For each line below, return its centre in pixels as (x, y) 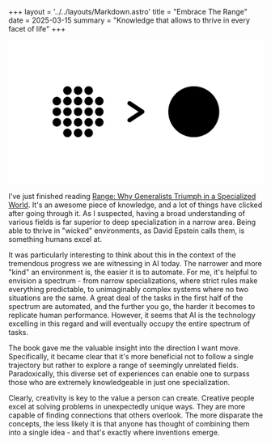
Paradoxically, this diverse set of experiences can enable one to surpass (129, 374)
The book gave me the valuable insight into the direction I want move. (124, 348)
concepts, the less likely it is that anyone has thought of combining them (129, 424)
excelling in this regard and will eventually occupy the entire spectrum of (129, 324)
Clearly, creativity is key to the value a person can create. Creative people (131, 398)
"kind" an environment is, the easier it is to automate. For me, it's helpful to (133, 272)
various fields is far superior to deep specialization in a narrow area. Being (132, 222)
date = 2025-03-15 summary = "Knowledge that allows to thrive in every (129, 20)
